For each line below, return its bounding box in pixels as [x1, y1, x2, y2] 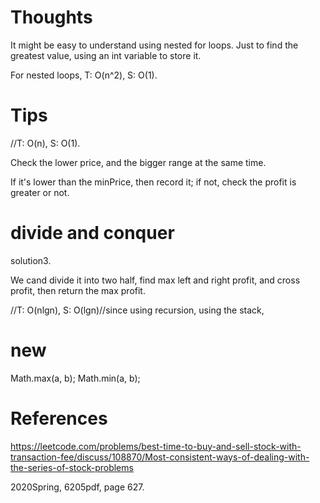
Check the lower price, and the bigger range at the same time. [10, 156, 267, 168]
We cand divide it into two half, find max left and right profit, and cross [10, 274, 301, 286]
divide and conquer [10, 222, 175, 245]
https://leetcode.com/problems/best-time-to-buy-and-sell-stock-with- [10, 440, 302, 452]
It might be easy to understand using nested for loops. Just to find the [10, 39, 299, 51]
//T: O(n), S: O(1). [10, 137, 81, 149]
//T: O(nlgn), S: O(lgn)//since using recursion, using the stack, [10, 304, 265, 316]
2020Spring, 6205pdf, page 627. [10, 481, 145, 493]
